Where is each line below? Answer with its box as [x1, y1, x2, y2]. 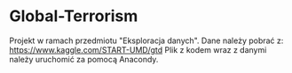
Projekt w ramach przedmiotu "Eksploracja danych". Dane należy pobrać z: [9, 35, 284, 46]
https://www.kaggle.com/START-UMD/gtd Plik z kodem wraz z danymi [9, 44, 267, 55]
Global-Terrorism [9, 6, 138, 26]
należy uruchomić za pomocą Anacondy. [9, 54, 159, 64]
